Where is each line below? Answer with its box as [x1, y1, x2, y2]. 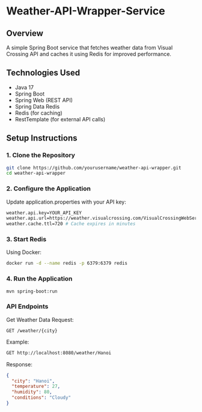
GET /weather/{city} [6, 327, 58, 334]
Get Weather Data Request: [6, 316, 74, 323]
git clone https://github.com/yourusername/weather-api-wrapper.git [6, 165, 182, 171]
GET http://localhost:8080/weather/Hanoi [6, 350, 112, 356]
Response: [6, 360, 33, 368]
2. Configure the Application [6, 184, 91, 193]
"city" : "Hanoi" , [11, 378, 55, 384]
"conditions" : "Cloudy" [11, 395, 71, 401]
